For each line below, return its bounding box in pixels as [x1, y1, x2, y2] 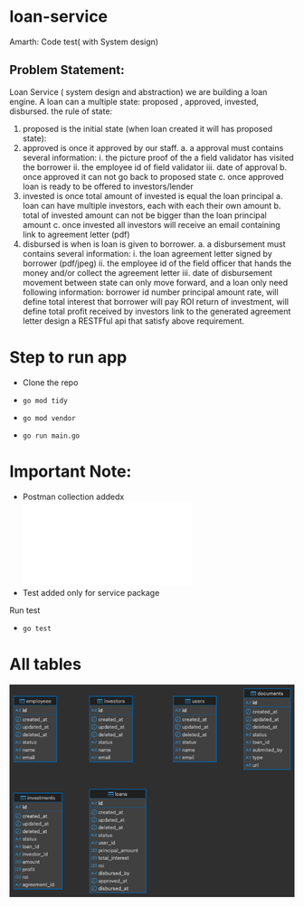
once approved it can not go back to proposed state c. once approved [22, 171, 284, 182]
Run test [9, 604, 41, 616]
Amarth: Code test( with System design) [9, 36, 159, 47]
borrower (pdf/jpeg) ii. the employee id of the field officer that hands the [22, 258, 292, 269]
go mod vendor [22, 413, 76, 422]
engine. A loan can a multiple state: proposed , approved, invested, [9, 96, 260, 107]
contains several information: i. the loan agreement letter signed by [22, 248, 273, 259]
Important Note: [9, 461, 132, 481]
